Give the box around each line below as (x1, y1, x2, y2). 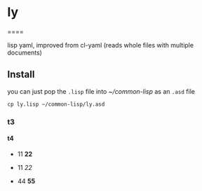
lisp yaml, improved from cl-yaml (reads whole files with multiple (7, 41, 194, 49)
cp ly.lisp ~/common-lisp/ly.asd (7, 101, 105, 108)
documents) (7, 48, 42, 57)
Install (7, 69, 35, 80)
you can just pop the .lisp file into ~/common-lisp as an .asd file (7, 87, 195, 95)
